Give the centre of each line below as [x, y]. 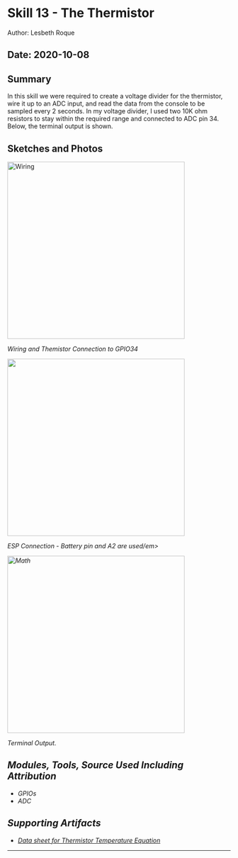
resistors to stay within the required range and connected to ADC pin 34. [113, 119]
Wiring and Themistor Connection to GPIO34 [73, 349]
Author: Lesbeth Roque [41, 33]
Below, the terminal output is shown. [60, 126]
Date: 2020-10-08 [49, 55]
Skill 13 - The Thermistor [81, 13]
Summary [29, 79]
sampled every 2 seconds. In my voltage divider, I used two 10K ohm [107, 111]
